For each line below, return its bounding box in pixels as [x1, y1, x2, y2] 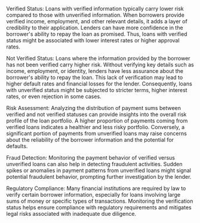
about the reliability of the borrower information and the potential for [6, 136, 174, 143]
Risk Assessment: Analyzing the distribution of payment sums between [6, 105, 181, 111]
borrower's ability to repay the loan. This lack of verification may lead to [6, 74, 183, 81]
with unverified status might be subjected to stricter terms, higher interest [6, 87, 187, 93]
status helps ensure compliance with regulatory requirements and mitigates [6, 204, 192, 211]
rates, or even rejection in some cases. [6, 93, 101, 100]
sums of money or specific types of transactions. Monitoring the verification [6, 197, 193, 204]
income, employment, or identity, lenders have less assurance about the [6, 68, 184, 74]
